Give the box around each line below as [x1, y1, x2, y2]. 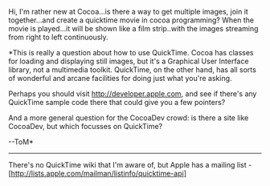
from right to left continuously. [8, 32, 108, 42]
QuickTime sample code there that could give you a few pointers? [8, 98, 226, 107]
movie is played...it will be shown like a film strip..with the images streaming [8, 24, 259, 33]
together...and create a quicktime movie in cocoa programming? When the [8, 15, 255, 25]
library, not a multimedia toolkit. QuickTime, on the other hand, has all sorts [8, 65, 257, 75]
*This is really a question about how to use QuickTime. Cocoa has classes [8, 48, 255, 57]
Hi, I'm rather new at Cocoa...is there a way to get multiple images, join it [8, 7, 249, 16]
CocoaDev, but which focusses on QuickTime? [8, 122, 163, 131]
